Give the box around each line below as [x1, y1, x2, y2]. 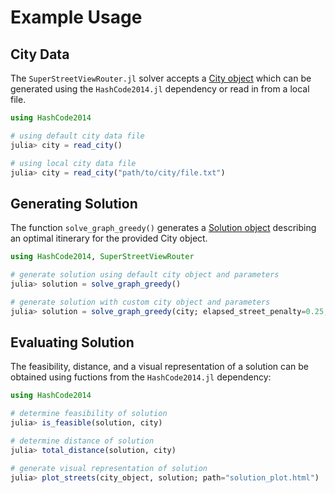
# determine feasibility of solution [10, 409, 168, 419]
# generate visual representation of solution [10, 463, 208, 473]
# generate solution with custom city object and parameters [10, 297, 271, 307]
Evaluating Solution [10, 334, 135, 351]
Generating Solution [10, 195, 138, 212]
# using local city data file [10, 158, 137, 168]
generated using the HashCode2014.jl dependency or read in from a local [10, 83, 310, 95]
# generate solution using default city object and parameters [10, 270, 280, 280]
